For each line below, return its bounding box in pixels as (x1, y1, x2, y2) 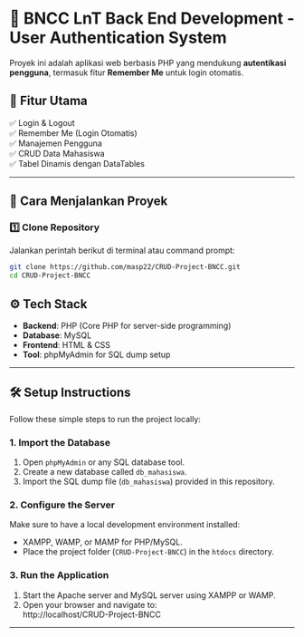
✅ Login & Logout (9, 117, 75, 128)
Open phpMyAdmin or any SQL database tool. (22, 457, 185, 468)
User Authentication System (9, 27, 228, 48)
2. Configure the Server (9, 498, 116, 511)
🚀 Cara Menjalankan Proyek (9, 194, 168, 209)
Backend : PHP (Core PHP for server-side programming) (22, 321, 232, 331)
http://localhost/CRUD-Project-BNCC (22, 609, 161, 620)
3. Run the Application (9, 569, 109, 582)
